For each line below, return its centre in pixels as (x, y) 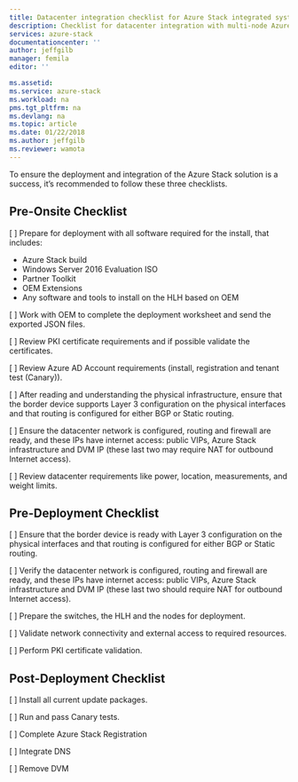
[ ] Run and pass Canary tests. (64, 717)
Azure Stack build (54, 259)
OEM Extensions (52, 288)
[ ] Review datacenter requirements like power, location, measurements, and (149, 476)
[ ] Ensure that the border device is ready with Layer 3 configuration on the (146, 534)
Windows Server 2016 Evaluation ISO (90, 269)
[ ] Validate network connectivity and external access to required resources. (148, 633)
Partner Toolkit (49, 278)
